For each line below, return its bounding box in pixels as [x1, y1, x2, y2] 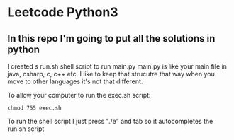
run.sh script [7, 124, 45, 133]
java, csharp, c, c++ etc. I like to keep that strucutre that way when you [7, 70, 215, 78]
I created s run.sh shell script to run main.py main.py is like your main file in [7, 62, 227, 71]
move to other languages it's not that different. [7, 77, 143, 86]
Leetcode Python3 [7, 4, 118, 21]
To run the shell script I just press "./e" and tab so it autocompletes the [7, 117, 213, 125]
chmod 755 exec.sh [7, 105, 62, 112]
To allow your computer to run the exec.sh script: [7, 91, 151, 99]
